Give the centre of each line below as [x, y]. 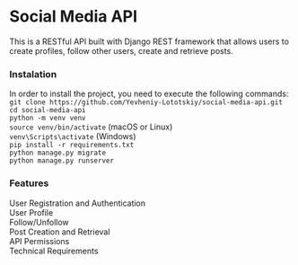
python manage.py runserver [62, 161]
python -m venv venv [48, 119]
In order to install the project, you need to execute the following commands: [149, 94]
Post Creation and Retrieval [60, 232]
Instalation [33, 74]
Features [29, 183]
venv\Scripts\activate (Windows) [73, 137]
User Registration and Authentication [78, 203]
